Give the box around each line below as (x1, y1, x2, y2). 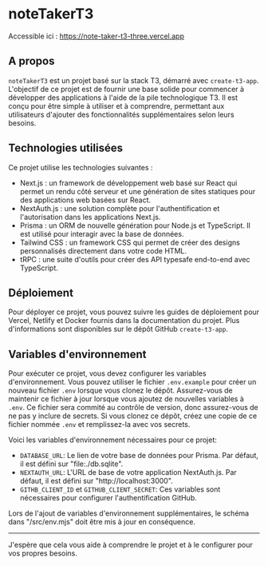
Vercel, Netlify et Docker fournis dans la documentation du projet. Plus (8, 316, 240, 325)
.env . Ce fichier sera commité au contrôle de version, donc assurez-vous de (8, 403, 258, 413)
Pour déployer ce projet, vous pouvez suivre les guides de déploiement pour (8, 307, 260, 317)
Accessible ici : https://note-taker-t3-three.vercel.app (8, 31, 185, 41)
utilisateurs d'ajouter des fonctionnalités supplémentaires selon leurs (8, 110, 235, 119)
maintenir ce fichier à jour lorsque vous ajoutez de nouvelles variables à (8, 394, 245, 404)
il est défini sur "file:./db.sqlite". (19, 459, 124, 468)
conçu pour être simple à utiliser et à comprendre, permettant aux (8, 101, 225, 110)
